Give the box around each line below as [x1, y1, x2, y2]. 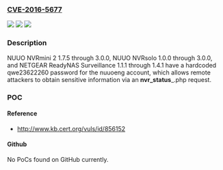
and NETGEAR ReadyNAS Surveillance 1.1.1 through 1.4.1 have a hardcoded [7, 61, 217, 69]
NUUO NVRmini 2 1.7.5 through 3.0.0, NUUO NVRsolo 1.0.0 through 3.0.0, [7, 53, 213, 62]
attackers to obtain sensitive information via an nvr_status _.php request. [7, 75, 212, 83]
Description [7, 38, 47, 48]
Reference [7, 109, 38, 117]
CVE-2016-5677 [7, 5, 63, 14]
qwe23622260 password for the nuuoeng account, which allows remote [7, 68, 211, 76]
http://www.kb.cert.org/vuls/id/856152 [16, 124, 126, 132]
